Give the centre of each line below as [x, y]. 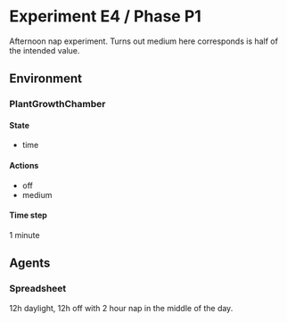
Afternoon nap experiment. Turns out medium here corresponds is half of [144, 41]
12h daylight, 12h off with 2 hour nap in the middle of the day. [121, 308]
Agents [30, 264]
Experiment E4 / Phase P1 [106, 17]
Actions [24, 166]
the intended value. [45, 50]
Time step [28, 215]
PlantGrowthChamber [57, 104]
